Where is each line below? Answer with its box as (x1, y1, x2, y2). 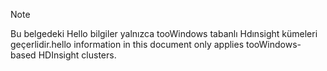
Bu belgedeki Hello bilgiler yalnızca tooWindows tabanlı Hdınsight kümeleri (10, 28, 318, 39)
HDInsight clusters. (38, 49, 117, 61)
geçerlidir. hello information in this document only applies (10, 39, 245, 50)
